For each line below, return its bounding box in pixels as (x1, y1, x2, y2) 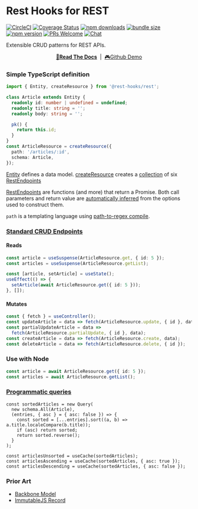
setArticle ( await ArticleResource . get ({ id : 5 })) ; (11, 282, 141, 288)
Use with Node (6, 355, 49, 363)
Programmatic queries (6, 388, 72, 396)
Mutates (6, 300, 28, 307)
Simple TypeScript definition (6, 70, 90, 78)
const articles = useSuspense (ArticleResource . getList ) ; (6, 260, 149, 267)
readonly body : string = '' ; (11, 111, 83, 116)
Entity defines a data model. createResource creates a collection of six (6, 170, 178, 178)
